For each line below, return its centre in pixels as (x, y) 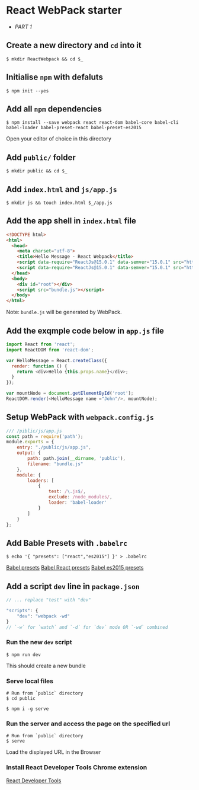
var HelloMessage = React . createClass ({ (57, 360)
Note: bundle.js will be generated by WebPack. (64, 312)
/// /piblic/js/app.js (34, 431)
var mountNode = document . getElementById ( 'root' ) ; (70, 394)
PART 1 (23, 27)
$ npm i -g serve (28, 709)
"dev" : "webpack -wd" (43, 616)
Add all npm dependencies (54, 109)
